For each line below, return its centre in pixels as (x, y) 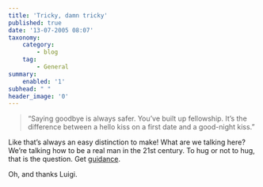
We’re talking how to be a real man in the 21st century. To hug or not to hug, (131, 151)
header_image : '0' (38, 96)
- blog (48, 52)
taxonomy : (25, 37)
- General (53, 67)
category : (39, 45)
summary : (23, 74)
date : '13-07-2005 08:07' (51, 30)
